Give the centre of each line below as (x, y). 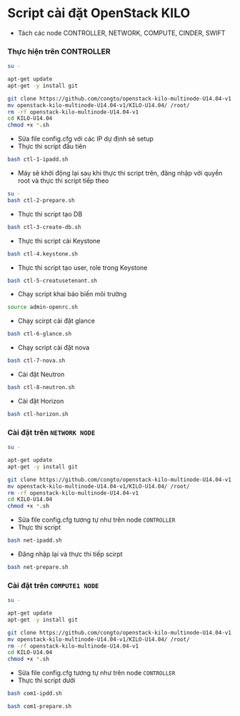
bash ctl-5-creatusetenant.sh (52, 281)
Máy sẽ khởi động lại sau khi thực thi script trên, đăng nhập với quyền (120, 173)
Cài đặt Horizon (41, 400)
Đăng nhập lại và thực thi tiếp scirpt (70, 554)
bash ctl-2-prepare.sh (41, 200)
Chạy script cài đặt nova (54, 348)
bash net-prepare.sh (38, 568)
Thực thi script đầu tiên (52, 146)
